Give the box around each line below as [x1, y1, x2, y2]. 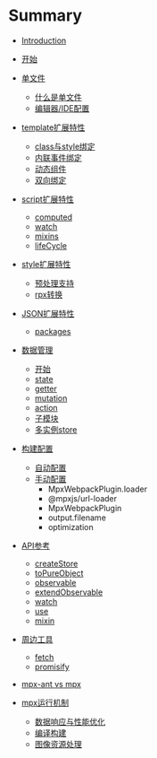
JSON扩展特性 [21, 308, 75, 318]
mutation [34, 392, 68, 404]
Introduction [21, 35, 67, 46]
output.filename [47, 512, 106, 523]
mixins [34, 231, 59, 241]
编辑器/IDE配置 [34, 102, 90, 113]
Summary [8, 5, 82, 26]
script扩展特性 [21, 194, 75, 205]
